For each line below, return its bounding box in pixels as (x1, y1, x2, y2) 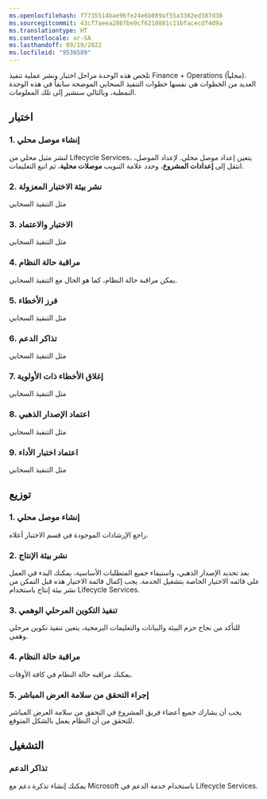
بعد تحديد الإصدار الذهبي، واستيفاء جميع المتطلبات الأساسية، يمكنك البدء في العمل (9, 568, 250, 578)
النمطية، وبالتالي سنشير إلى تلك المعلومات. (9, 88, 137, 96)
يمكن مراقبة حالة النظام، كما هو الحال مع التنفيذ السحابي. (9, 275, 178, 284)
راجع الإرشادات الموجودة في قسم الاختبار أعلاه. (9, 530, 149, 539)
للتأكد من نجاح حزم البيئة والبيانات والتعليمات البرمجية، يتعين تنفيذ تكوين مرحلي (9, 623, 241, 633)
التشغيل (9, 738, 44, 753)
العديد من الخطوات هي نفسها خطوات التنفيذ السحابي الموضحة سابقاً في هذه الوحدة (9, 79, 257, 88)
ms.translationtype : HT (9, 26, 88, 34)
